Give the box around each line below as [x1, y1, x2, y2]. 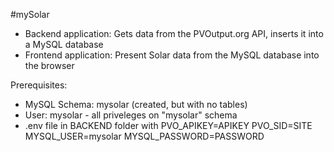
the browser [24, 60, 75, 71]
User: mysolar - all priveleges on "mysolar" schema [24, 109, 238, 121]
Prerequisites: [10, 79, 68, 91]
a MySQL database [24, 39, 104, 50]
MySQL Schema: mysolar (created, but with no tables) [24, 99, 248, 110]
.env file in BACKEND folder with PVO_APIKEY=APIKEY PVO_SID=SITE [24, 120, 313, 131]
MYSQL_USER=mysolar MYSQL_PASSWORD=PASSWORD [24, 130, 265, 142]
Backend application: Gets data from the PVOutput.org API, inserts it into [24, 28, 324, 39]
